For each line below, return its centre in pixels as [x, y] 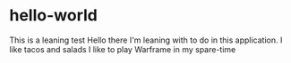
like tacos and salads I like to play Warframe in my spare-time [123, 49]
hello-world [54, 16]
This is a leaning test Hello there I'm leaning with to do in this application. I [146, 40]
